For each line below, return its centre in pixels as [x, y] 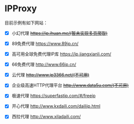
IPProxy [21, 9]
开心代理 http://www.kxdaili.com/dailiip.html [56, 106]
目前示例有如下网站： [26, 23]
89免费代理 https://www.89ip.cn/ [45, 44]
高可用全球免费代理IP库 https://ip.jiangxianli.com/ [61, 54]
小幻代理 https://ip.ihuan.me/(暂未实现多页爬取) [60, 33]
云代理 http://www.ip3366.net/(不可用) [50, 75]
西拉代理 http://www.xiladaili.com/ [46, 117]
